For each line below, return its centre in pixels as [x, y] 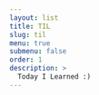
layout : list [34, 18]
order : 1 [26, 60]
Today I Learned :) [54, 77]
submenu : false [38, 52]
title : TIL [30, 26]
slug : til [28, 34]
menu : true [30, 43]
